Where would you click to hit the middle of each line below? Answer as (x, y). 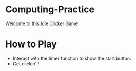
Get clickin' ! (26, 64)
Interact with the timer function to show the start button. (72, 58)
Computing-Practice (50, 9)
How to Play (31, 44)
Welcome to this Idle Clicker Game (42, 23)
